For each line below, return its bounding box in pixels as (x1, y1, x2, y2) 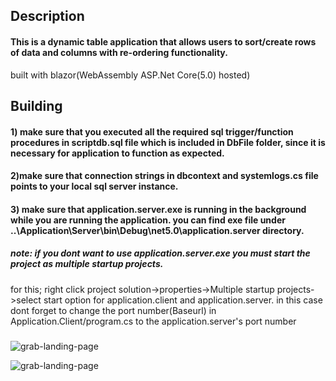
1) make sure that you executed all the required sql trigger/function (10, 125, 294, 138)
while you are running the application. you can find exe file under (10, 214, 286, 226)
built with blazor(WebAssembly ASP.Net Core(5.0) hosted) (10, 69, 251, 81)
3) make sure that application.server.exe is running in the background (10, 203, 307, 215)
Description (10, 8, 85, 25)
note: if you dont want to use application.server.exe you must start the (10, 247, 311, 259)
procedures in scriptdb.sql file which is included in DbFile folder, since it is (10, 136, 326, 148)
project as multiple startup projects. (10, 258, 164, 270)
